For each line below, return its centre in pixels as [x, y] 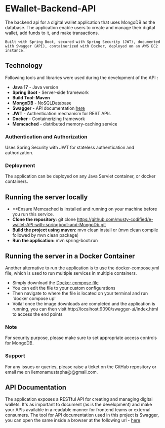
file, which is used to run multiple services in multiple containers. [71, 273]
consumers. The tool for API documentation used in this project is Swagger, [82, 415]
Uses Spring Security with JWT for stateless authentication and [70, 148]
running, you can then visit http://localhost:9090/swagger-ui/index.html [85, 309]
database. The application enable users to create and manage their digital [80, 27]
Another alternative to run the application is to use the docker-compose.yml [82, 268]
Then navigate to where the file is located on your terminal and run [80, 293]
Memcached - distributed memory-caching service [65, 124]
